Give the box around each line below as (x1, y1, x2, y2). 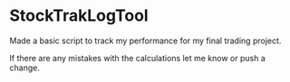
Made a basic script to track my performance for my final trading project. (9, 35, 282, 46)
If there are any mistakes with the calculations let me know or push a (9, 52, 266, 63)
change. (9, 62, 41, 73)
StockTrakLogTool (9, 5, 149, 26)
